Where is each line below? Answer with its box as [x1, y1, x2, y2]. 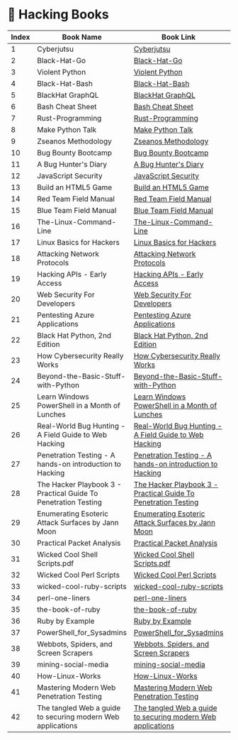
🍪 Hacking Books [7, 6, 110, 23]
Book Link [161, 32, 196, 42]
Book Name [62, 32, 102, 42]
